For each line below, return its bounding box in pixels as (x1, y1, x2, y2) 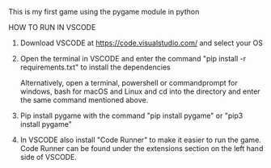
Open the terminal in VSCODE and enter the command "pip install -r (19, 54, 247, 63)
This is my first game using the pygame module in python (8, 7, 200, 16)
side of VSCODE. (19, 153, 77, 162)
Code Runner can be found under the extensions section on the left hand (19, 144, 264, 153)
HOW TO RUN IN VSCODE (8, 23, 96, 31)
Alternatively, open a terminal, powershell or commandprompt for (19, 78, 238, 87)
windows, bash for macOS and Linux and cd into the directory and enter (19, 86, 260, 96)
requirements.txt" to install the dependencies (19, 62, 171, 72)
